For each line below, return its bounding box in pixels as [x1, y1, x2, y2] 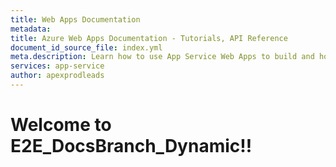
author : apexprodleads [10, 71, 105, 81]
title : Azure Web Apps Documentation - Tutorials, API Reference [10, 33, 288, 43]
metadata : [10, 24, 52, 34]
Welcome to [10, 114, 112, 136]
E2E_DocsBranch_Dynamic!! [10, 135, 253, 158]
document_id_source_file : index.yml [10, 42, 163, 53]
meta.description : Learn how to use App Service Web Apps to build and [10, 52, 315, 62]
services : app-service [10, 61, 105, 71]
